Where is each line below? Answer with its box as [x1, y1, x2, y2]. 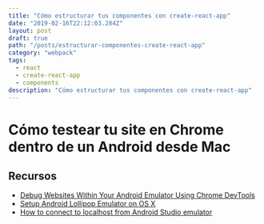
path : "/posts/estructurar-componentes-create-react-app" [8, 42, 206, 50]
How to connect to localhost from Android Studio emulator [19, 207, 213, 217]
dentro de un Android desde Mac [8, 138, 231, 156]
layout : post [8, 26, 52, 34]
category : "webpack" [8, 49, 78, 57]
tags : [8, 57, 26, 65]
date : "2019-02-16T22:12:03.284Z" [8, 19, 124, 27]
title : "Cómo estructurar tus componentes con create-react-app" [8, 11, 230, 20]
